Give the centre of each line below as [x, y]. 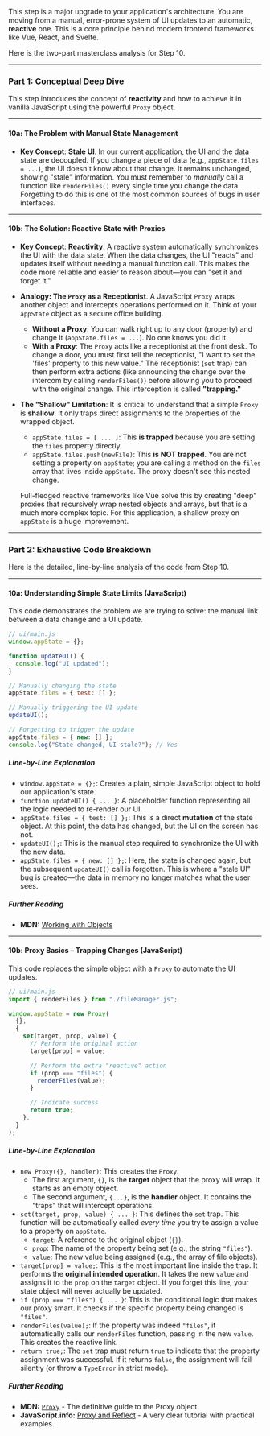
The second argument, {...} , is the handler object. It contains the [141, 1197]
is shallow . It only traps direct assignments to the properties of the [130, 413]
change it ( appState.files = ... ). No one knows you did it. [130, 337]
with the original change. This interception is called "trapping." [137, 389]
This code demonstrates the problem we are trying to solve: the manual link [133, 611]
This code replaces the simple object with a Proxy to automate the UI [122, 968]
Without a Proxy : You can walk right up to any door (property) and [142, 328]
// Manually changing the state [62, 686]
